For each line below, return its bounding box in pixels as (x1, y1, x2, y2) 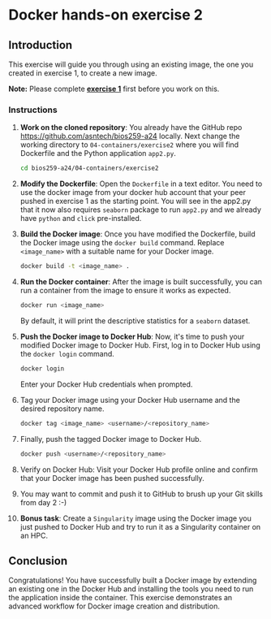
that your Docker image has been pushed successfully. (19, 473, 204, 483)
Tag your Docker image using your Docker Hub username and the (19, 395, 241, 405)
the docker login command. (19, 348, 115, 358)
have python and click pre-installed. (19, 214, 142, 223)
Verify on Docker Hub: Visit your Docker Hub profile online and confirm (19, 465, 258, 474)
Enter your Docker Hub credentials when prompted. (19, 379, 193, 389)
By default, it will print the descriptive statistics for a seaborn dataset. (19, 315, 251, 326)
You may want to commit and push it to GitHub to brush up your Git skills (19, 489, 264, 499)
